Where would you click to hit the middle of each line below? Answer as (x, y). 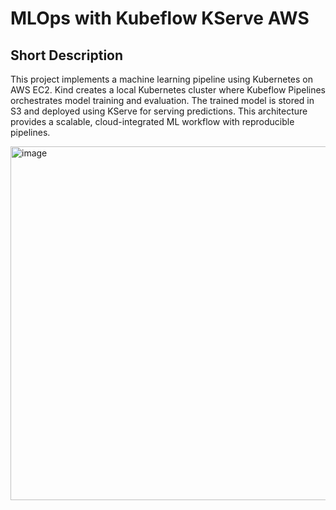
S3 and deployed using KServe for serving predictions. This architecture (159, 111)
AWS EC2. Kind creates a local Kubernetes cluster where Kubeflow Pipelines (168, 90)
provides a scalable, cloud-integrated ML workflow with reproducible (152, 121)
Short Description (67, 55)
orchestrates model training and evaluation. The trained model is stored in (162, 100)
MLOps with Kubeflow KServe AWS (160, 18)
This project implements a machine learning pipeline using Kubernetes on (161, 79)
